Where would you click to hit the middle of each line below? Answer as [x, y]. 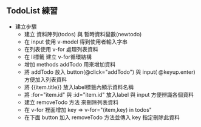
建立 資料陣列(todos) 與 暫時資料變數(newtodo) [83, 34]
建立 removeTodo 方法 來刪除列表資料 [71, 102]
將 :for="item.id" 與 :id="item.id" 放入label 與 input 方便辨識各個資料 [109, 94]
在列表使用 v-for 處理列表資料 [61, 49]
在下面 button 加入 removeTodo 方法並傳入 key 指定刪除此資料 [102, 117]
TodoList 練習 [32, 11]
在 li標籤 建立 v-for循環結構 [58, 57]
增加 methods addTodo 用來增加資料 [70, 64]
